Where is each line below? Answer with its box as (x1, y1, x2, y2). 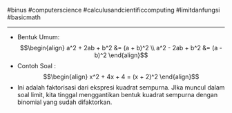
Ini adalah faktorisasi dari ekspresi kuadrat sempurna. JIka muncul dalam (17, 83, 225, 92)
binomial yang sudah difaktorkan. (17, 98, 113, 106)
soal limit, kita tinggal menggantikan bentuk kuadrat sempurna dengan (17, 91, 218, 99)
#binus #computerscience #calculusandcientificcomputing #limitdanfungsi (7, 6, 220, 14)
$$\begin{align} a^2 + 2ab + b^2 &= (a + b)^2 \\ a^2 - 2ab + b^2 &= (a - (19, 44, 222, 52)
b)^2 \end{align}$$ (94, 51, 148, 59)
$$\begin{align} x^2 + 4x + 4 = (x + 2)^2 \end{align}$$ (43, 72, 200, 81)
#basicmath (7, 13, 41, 21)
